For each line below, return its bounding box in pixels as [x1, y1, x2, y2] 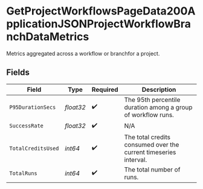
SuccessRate [9, 123, 44, 129]
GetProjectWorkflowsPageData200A [6, 4, 196, 18]
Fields [6, 68, 30, 78]
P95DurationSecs [9, 104, 56, 111]
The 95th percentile [124, 95, 181, 104]
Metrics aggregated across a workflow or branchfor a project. [6, 50, 160, 57]
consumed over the [124, 140, 179, 149]
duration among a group [124, 103, 193, 111]
